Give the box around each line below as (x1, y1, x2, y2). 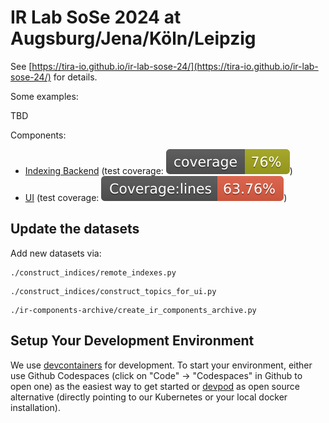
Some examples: (10, 90, 79, 102)
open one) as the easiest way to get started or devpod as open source (10, 380, 300, 392)
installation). (10, 401, 61, 413)
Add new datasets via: (10, 247, 102, 259)
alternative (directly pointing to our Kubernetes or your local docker (10, 391, 288, 403)
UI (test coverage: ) (24, 191, 288, 203)
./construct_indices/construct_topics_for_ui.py (10, 286, 217, 296)
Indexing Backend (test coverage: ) (24, 164, 293, 176)
